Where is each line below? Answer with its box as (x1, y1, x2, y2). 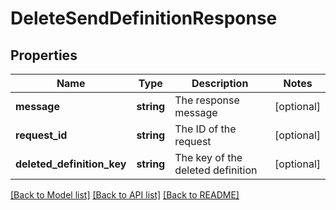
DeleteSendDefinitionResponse (10, 7, 278, 30)
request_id (15, 128, 68, 142)
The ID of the (174, 122, 237, 136)
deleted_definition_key (15, 157, 127, 171)
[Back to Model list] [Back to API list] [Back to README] (10, 189, 240, 201)
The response (174, 93, 240, 107)
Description (191, 77, 249, 90)
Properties (10, 47, 78, 64)
